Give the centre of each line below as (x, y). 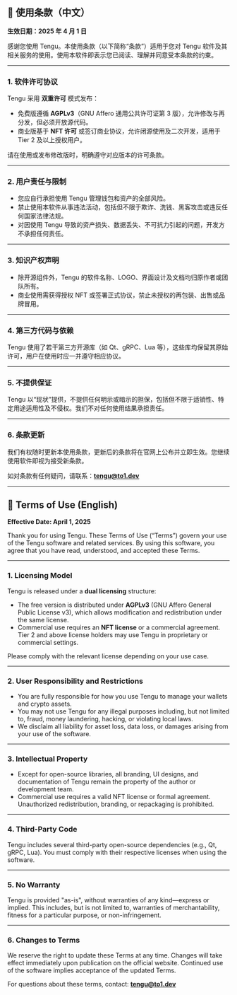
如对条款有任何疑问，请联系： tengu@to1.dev (73, 475)
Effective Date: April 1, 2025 (49, 522)
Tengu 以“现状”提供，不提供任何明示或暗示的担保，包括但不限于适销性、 (113, 400)
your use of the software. (54, 734)
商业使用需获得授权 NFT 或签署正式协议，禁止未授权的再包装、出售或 (118, 295)
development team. (45, 789)
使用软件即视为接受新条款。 (48, 460)
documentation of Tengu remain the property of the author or (107, 782)
